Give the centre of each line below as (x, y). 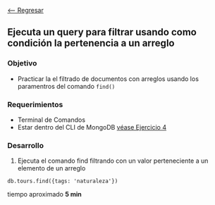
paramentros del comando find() (66, 86)
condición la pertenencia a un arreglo (91, 43)
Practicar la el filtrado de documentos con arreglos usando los (108, 79)
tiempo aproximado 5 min (45, 194)
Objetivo (22, 63)
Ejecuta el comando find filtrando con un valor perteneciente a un (113, 161)
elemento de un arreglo (51, 168)
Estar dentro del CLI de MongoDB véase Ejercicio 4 (92, 127)
